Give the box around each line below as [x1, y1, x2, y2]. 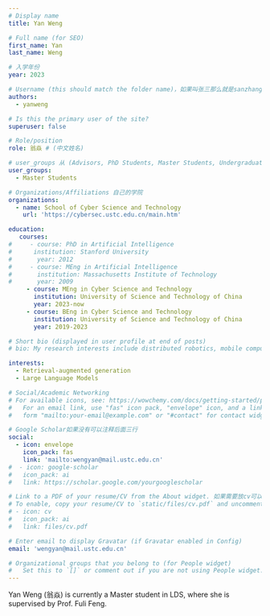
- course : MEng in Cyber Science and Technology [26, 285, 193, 294]
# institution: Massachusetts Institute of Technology [8, 271, 218, 279]
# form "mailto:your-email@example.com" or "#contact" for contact [8, 411, 247, 420]
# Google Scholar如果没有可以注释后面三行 [8, 426, 138, 434]
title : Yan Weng [8, 19, 63, 27]
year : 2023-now [33, 300, 84, 308]
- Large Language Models [15, 374, 99, 382]
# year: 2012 [8, 255, 74, 263]
